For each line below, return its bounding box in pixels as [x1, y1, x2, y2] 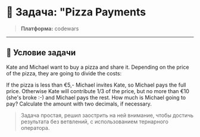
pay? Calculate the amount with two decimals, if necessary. [6, 100, 152, 107]
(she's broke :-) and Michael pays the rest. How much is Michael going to [6, 94, 186, 101]
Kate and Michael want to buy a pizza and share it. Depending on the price [6, 63, 189, 71]
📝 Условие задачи [6, 47, 76, 58]
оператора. [20, 124, 50, 131]
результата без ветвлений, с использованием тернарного [20, 118, 168, 125]
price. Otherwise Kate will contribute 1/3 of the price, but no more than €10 [6, 87, 189, 94]
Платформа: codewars [20, 25, 79, 32]
